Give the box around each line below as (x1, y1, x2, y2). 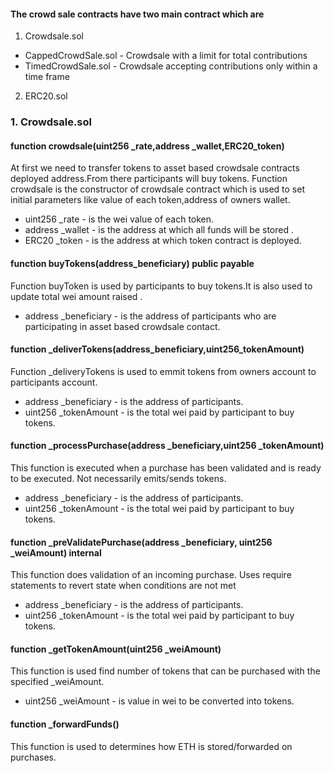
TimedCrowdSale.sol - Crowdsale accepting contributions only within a (24, 60, 318, 72)
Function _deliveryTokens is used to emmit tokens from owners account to (10, 365, 317, 377)
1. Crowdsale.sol (10, 115, 92, 129)
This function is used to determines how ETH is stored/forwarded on (10, 740, 293, 752)
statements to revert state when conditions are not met (10, 580, 237, 592)
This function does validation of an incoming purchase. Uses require (10, 569, 292, 581)
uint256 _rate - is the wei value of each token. (24, 213, 215, 225)
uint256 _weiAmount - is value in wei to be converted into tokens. (24, 695, 295, 707)
